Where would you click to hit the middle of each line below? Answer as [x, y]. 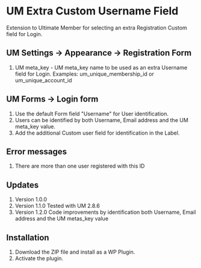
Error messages [37, 151]
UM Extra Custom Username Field [92, 11]
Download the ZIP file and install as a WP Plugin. [75, 252]
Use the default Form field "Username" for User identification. [91, 114]
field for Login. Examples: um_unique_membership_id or [85, 74]
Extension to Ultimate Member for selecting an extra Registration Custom [97, 28]
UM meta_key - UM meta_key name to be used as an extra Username [101, 67]
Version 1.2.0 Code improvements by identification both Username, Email [105, 212]
